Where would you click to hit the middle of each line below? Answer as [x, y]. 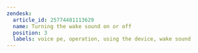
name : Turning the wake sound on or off [72, 26]
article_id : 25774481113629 [54, 20]
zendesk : [19, 13]
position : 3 [30, 33]
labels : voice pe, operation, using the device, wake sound [102, 39]
